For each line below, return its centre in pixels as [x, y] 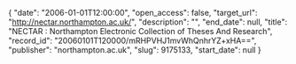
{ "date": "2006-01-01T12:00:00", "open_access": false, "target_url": [133, 13]
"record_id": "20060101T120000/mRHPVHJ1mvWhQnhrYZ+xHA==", [132, 40]
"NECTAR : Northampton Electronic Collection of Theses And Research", [140, 31]
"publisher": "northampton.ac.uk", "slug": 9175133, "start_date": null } [135, 50]
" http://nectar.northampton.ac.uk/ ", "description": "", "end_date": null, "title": [148, 22]
